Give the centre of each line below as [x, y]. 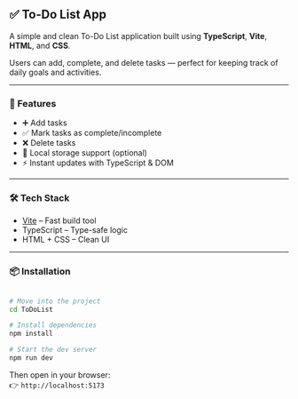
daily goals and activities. [55, 72]
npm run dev [31, 358]
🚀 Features [33, 103]
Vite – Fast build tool [59, 220]
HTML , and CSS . [40, 45]
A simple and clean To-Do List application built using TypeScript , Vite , [138, 36]
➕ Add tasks [45, 123]
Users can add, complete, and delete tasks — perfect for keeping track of [144, 62]
